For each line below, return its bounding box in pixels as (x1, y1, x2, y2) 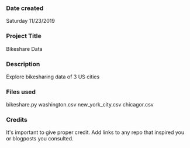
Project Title (6, 32, 42, 40)
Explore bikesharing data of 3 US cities (6, 73, 100, 80)
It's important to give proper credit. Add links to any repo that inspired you (6, 129, 185, 136)
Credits (6, 116, 27, 124)
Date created (6, 4, 44, 12)
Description (6, 60, 40, 68)
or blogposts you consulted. (6, 135, 74, 142)
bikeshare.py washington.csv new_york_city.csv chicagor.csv (6, 101, 154, 108)
